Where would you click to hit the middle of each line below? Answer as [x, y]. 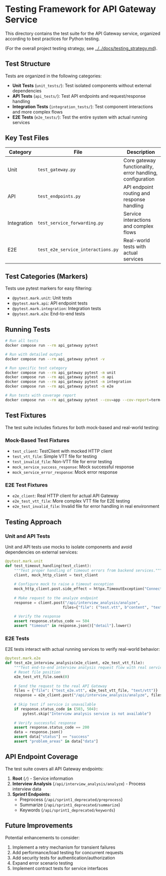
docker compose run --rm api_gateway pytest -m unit [61, 373]
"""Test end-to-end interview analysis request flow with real [81, 668]
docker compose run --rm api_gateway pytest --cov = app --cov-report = [78, 400]
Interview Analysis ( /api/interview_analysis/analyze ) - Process [79, 783]
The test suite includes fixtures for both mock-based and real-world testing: [82, 427]
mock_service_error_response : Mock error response [65, 472]
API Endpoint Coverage [41, 757]
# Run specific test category [36, 368]
